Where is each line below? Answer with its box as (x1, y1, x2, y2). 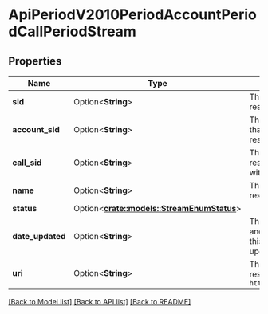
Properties (8, 54, 62, 68)
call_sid (12, 157, 42, 168)
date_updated (12, 231, 66, 241)
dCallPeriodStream (8, 22, 137, 41)
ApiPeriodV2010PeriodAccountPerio (8, 6, 258, 24)
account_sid (12, 124, 60, 135)
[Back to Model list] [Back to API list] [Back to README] (8, 297, 191, 306)
